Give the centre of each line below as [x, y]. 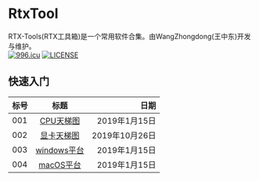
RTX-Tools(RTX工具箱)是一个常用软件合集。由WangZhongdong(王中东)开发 [130, 36]
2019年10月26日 [124, 136]
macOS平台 [60, 165]
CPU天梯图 [60, 121]
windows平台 [60, 150]
